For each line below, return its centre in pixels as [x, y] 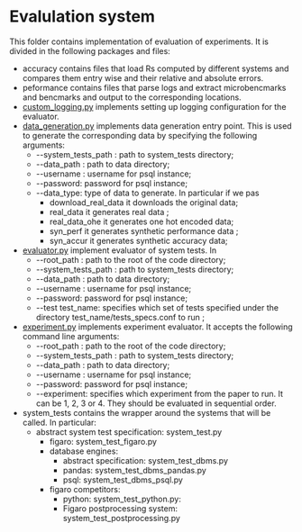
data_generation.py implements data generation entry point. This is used [157, 126]
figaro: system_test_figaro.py [103, 441]
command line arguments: [71, 336]
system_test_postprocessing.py [121, 518]
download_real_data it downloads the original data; [144, 202]
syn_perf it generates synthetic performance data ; [144, 230]
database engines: [84, 451]
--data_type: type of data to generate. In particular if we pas [147, 193]
